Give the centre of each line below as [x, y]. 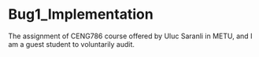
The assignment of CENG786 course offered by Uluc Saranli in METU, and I [130, 36]
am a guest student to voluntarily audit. [72, 44]
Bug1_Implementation [81, 14]
